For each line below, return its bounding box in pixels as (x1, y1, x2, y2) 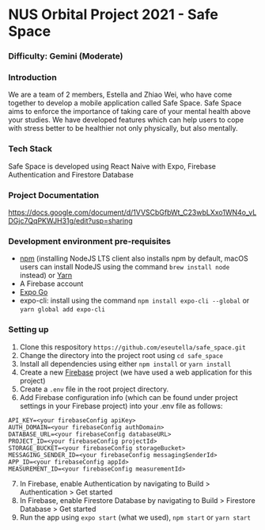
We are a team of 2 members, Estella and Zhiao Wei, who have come (8, 90, 233, 100)
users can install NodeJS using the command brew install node (19, 262, 230, 272)
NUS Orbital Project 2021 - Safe (8, 6, 219, 24)
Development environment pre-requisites (8, 235, 172, 246)
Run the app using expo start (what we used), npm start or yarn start (19, 513, 252, 522)
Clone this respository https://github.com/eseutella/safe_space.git (19, 342, 247, 352)
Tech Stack (8, 143, 53, 154)
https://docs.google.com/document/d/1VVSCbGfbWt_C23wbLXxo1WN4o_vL (8, 208, 257, 217)
